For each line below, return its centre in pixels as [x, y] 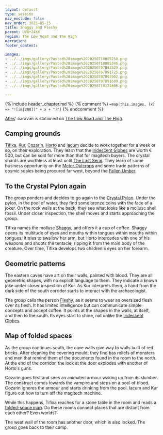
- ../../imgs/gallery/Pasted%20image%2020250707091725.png [66, 72]
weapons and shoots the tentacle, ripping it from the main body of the [75, 243]
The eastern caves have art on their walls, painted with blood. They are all [79, 275]
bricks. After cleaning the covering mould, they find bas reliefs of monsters [80, 353]
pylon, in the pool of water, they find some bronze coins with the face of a [79, 203]
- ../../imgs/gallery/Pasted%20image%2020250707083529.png [66, 68]
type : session [19, 14]
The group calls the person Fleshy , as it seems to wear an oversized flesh [79, 300]
